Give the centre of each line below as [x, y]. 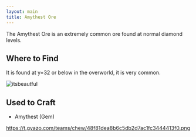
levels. [14, 40]
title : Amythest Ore [31, 17]
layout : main [22, 11]
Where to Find [32, 59]
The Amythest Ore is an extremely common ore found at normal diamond [94, 34]
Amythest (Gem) [34, 117]
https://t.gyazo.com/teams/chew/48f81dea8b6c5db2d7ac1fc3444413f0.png [98, 128]
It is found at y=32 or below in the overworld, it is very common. [83, 73]
